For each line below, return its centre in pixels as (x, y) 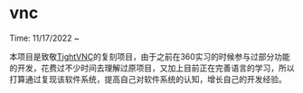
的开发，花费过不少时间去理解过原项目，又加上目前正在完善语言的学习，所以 (152, 68)
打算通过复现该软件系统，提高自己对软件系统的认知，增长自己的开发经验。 (148, 79)
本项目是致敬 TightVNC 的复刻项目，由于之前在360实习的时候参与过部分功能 (150, 56)
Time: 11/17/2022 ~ (44, 38)
